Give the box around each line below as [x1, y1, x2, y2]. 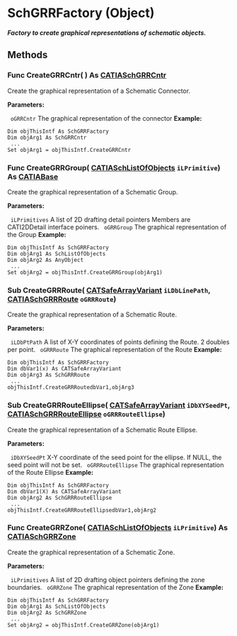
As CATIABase [7, 172, 59, 182]
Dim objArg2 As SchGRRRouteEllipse [7, 494, 112, 501]
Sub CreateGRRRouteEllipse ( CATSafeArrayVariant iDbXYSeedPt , [7, 400, 230, 410]
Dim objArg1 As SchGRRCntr [7, 133, 87, 141]
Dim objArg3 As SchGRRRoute [7, 371, 91, 379]
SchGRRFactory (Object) [7, 5, 155, 21]
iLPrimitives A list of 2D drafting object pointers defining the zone [10, 575, 205, 583]
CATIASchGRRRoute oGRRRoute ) [7, 294, 117, 304]
